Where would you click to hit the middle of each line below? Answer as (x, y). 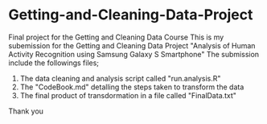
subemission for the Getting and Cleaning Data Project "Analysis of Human (132, 45)
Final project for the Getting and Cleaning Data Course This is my (116, 37)
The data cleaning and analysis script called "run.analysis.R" (120, 78)
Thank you (26, 111)
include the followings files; (53, 63)
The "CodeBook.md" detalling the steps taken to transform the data (132, 87)
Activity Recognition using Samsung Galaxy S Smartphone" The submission (134, 54)
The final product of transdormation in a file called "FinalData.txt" (128, 95)
